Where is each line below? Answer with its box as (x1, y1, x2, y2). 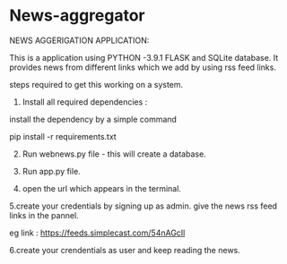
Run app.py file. (22, 166, 81, 176)
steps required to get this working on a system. (9, 79, 184, 89)
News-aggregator (9, 5, 145, 26)
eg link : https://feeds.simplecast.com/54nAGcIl (9, 227, 186, 238)
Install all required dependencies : (22, 96, 148, 107)
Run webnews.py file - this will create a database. (22, 149, 206, 159)
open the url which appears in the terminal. (22, 183, 182, 193)
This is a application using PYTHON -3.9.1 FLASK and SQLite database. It (9, 52, 279, 63)
